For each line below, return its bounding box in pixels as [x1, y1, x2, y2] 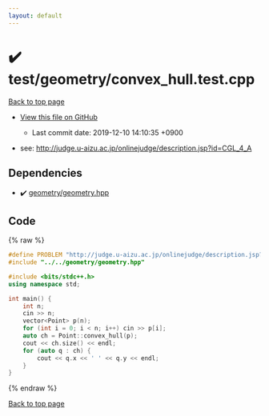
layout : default [8, 11, 62, 20]
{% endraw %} [8, 383, 58, 393]
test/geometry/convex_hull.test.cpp [8, 70, 255, 88]
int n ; [22, 302, 45, 310]
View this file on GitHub [19, 112, 98, 122]
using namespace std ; [8, 280, 81, 288]
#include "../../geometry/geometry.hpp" [8, 258, 146, 266]
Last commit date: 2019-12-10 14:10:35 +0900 [31, 127, 184, 137]
